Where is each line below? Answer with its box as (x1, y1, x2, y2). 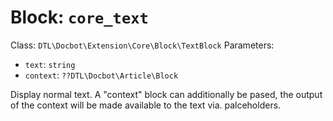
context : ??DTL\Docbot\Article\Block (24, 69, 179, 81)
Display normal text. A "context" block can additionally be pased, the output (10, 88, 323, 100)
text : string (24, 58, 76, 70)
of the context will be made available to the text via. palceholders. (10, 99, 282, 111)
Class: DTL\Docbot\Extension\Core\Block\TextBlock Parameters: (10, 39, 275, 51)
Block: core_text (10, 6, 149, 29)
